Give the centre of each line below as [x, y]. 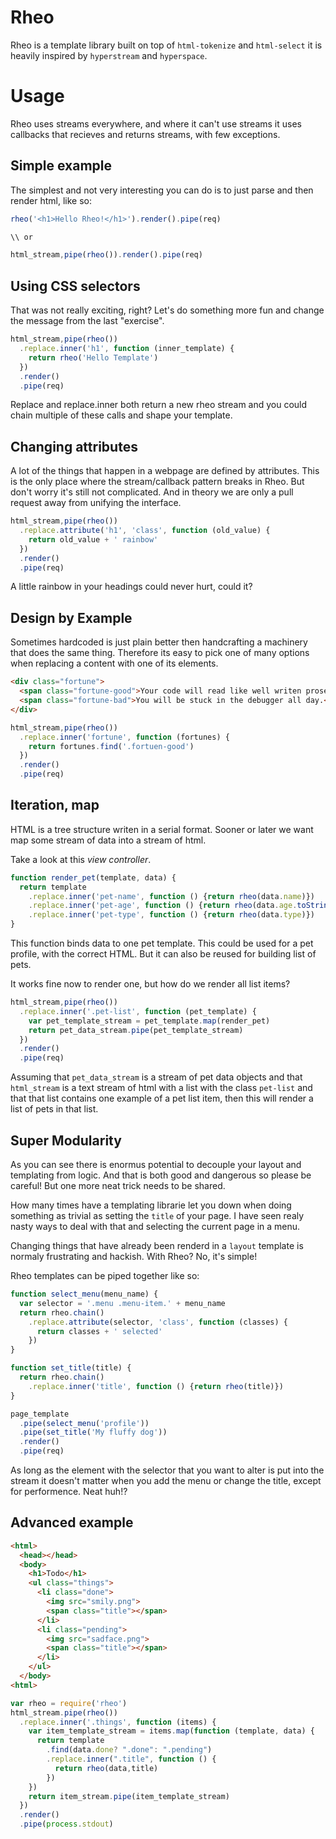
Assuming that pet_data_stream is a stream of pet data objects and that [156, 1077]
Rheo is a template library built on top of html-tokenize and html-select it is [166, 45]
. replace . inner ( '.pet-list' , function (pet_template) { [138, 1011]
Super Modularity [66, 1140]
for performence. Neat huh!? [69, 1491]
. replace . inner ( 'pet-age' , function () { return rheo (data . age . [163, 906]
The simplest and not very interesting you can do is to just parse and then [162, 190]
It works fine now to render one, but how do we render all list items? [150, 984]
